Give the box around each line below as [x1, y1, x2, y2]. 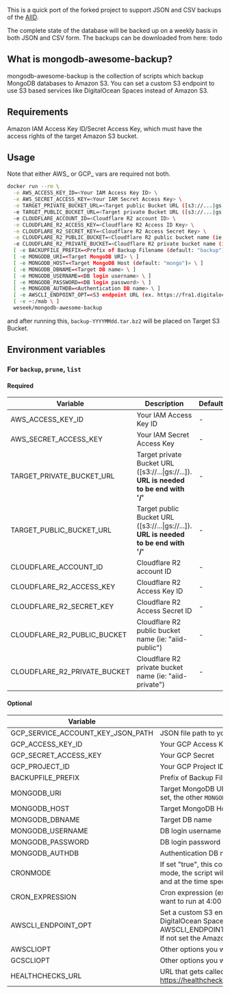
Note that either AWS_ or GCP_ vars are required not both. [7, 170, 171, 178]
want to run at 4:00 [159, 896, 222, 905]
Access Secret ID [136, 606, 192, 616]
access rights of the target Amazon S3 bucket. [7, 132, 138, 140]
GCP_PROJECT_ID [10, 761, 70, 771]
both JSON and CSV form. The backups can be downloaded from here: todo [7, 34, 222, 42]
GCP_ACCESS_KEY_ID [10, 739, 83, 749]
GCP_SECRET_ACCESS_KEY [10, 750, 102, 760]
